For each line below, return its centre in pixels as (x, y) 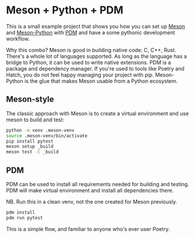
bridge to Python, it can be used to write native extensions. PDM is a (89, 62)
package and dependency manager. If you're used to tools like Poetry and (95, 68)
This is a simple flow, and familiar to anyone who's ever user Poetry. (88, 229)
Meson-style (30, 99)
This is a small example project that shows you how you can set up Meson (96, 26)
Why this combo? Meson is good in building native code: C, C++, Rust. (91, 50)
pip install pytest (30, 141)
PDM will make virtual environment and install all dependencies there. (90, 190)
